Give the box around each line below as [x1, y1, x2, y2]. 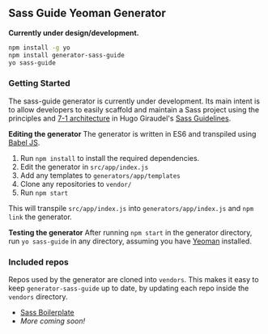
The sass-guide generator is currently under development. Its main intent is [8, 96, 261, 106]
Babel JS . [8, 137, 40, 147]
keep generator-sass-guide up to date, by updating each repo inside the [8, 283, 249, 294]
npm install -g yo [8, 44, 70, 52]
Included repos [8, 256, 69, 268]
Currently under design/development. [8, 27, 139, 37]
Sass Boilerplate [19, 307, 74, 318]
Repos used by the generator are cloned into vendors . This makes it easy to [8, 275, 259, 285]
